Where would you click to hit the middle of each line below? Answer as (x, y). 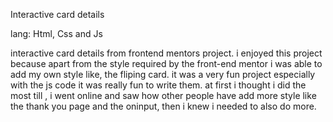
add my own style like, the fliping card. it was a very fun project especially (163, 74)
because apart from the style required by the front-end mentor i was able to (166, 63)
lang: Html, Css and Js (56, 33)
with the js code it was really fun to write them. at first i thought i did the (158, 85)
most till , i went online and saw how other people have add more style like (163, 95)
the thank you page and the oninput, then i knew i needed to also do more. (163, 106)
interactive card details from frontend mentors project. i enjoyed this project (166, 53)
